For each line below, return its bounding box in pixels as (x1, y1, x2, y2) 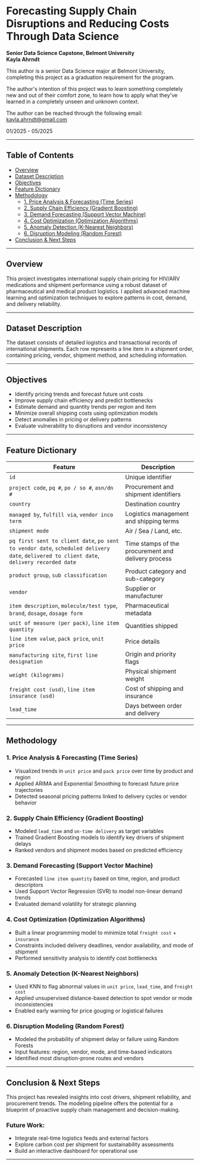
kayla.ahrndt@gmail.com (6, 115, 67, 123)
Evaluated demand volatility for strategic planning (14, 901, 137, 908)
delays (14, 840, 32, 847)
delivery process (124, 555, 172, 562)
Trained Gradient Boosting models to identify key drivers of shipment (14, 834, 185, 841)
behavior (14, 799, 37, 806)
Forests (14, 1042, 34, 1049)
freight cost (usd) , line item (9, 685, 95, 693)
